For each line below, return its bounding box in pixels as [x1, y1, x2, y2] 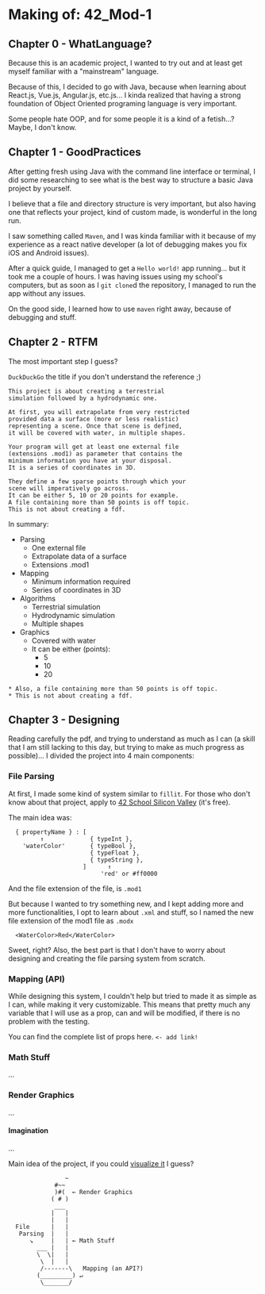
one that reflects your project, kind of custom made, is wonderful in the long [8, 207, 257, 217]
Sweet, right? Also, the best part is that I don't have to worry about [8, 945, 226, 954]
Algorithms [19, 593, 56, 603]
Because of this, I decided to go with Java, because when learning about [8, 82, 247, 91]
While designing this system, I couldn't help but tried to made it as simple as [8, 992, 257, 1001]
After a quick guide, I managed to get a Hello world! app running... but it [8, 263, 246, 273]
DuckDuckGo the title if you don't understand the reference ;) [8, 371, 202, 382]
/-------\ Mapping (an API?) [40, 1264, 144, 1273]
